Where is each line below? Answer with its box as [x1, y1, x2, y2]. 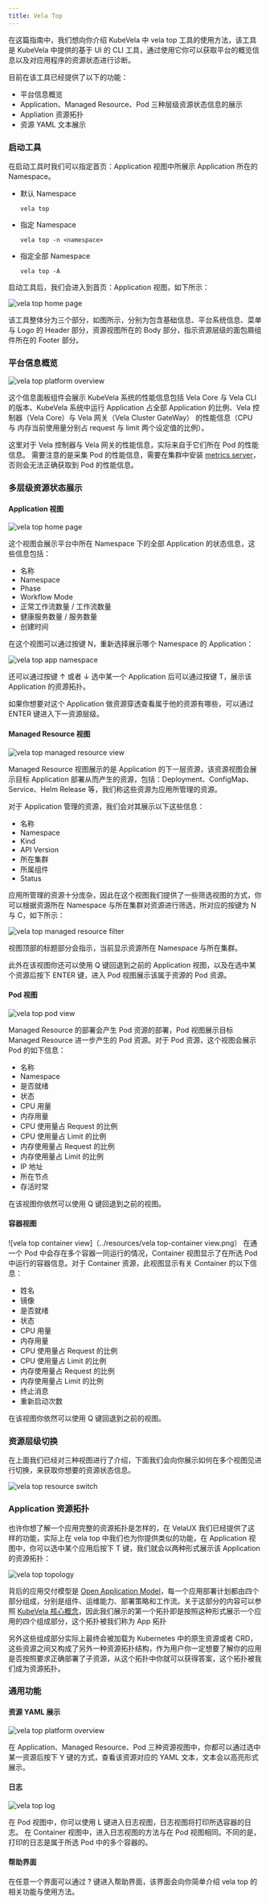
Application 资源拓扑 [8, 1504, 90, 1515]
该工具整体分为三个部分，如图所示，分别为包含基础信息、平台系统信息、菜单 [8, 315, 262, 325]
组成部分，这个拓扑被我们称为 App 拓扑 [35, 1616, 167, 1626]
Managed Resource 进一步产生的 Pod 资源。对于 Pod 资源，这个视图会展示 [8, 1035, 257, 1044]
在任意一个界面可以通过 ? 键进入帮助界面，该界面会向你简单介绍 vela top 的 [8, 1877, 258, 1886]
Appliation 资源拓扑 [19, 110, 84, 119]
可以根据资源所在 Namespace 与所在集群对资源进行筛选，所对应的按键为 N [8, 900, 257, 910]
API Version [19, 844, 59, 854]
